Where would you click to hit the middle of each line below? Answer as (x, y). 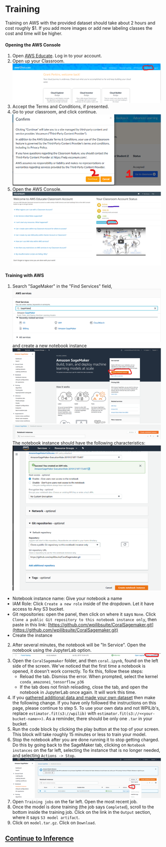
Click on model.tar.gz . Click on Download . (54, 823)
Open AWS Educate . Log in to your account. (57, 56)
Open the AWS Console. (37, 189)
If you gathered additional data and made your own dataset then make (84, 698)
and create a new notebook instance (49, 345)
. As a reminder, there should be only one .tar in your (98, 719)
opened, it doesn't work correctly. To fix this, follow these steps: (78, 671)
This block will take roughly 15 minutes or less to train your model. (79, 734)
